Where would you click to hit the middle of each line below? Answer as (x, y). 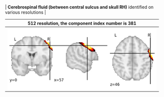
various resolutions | (26, 12)
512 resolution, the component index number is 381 (82, 23)
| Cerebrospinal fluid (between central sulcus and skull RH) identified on (79, 7)
